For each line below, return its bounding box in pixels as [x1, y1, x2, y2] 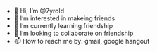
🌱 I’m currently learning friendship [13, 22, 113, 30]
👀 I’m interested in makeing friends [13, 14, 115, 22]
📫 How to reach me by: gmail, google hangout [13, 37, 150, 45]
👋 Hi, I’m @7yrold [13, 7, 65, 15]
